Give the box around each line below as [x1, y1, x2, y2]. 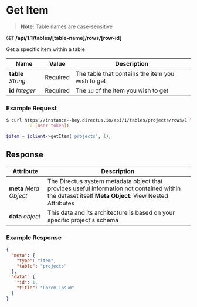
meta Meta [9, 184, 40, 193]
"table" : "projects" [16, 263, 67, 269]
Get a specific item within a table [6, 45, 85, 53]
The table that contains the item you [75, 69, 175, 77]
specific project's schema [47, 215, 119, 224]
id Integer [9, 86, 36, 95]
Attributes [47, 199, 75, 207]
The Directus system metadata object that [47, 177, 163, 185]
